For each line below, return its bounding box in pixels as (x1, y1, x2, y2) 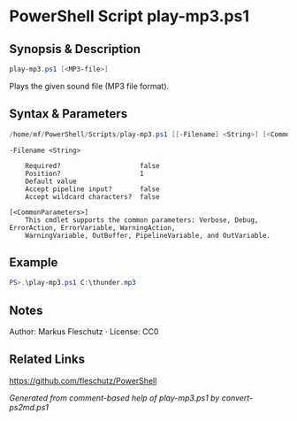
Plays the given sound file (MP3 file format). (9, 80, 170, 91)
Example (9, 255, 58, 270)
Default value (25, 177, 77, 186)
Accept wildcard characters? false (25, 192, 161, 201)
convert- (221, 392, 254, 403)
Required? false (25, 161, 161, 170)
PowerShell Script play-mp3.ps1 (9, 6, 250, 27)
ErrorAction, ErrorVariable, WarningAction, (9, 223, 176, 232)
